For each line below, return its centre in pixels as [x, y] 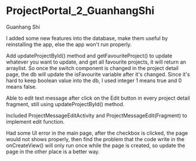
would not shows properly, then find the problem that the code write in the [95, 139]
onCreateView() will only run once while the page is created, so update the [96, 145]
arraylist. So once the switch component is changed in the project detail [92, 68]
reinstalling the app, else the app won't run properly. [69, 44]
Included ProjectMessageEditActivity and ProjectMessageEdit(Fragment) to [97, 116]
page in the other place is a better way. [53, 151]
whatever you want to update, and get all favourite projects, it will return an [96, 62]
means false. [21, 86]
